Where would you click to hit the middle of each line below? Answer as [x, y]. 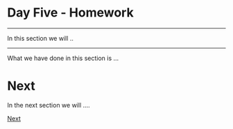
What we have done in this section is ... [63, 58]
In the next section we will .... [49, 105]
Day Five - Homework [70, 13]
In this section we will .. [41, 38]
